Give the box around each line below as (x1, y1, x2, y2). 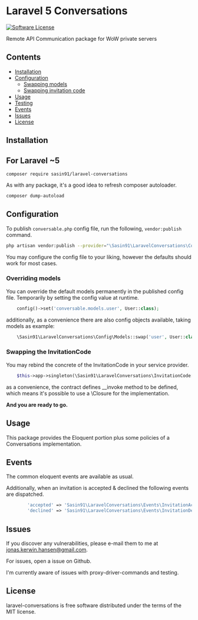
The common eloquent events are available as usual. (6, 473, 134, 480)
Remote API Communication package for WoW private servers (6, 35, 157, 42)
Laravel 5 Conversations (6, 4, 128, 18)
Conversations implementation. (6, 440, 82, 447)
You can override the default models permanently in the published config (6, 288, 184, 295)
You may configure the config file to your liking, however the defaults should (6, 253, 192, 261)
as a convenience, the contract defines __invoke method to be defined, (6, 383, 179, 391)
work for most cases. (6, 259, 58, 267)
